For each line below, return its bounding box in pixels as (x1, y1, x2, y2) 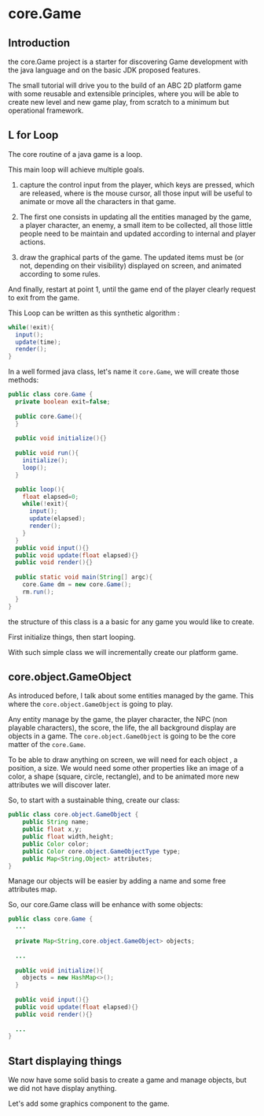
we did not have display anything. (8, 1084, 117, 1093)
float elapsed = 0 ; (22, 493, 79, 500)
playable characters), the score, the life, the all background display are (8, 723, 236, 733)
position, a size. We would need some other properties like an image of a (8, 764, 244, 773)
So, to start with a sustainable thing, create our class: (8, 795, 181, 805)
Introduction (8, 36, 71, 50)
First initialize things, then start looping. (8, 632, 136, 642)
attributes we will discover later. (8, 780, 112, 790)
